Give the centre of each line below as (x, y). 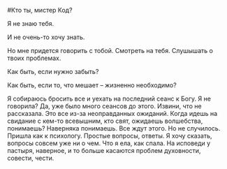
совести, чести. (31, 158)
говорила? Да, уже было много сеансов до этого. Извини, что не (104, 106)
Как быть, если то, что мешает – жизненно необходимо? (92, 85)
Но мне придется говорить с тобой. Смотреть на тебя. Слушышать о (110, 51)
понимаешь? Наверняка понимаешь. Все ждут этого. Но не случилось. (114, 128)
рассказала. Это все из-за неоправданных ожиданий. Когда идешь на (112, 113)
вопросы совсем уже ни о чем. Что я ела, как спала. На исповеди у (109, 143)
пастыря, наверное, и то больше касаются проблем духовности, (104, 150)
